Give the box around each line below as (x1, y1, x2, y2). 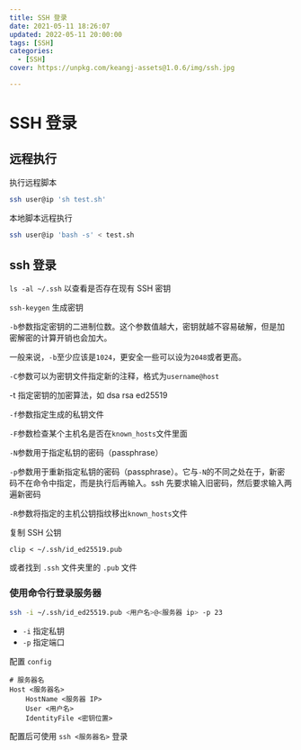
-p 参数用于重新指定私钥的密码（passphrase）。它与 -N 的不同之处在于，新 (9, 466, 278, 477)
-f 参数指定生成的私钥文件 (9, 409, 105, 420)
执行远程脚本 (9, 176, 57, 187)
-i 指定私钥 (22, 625, 66, 636)
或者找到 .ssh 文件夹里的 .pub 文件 (9, 562, 137, 573)
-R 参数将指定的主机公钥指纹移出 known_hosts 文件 (9, 508, 189, 519)
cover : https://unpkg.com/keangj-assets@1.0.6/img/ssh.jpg (9, 64, 235, 73)
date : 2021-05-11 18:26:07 (9, 22, 111, 31)
